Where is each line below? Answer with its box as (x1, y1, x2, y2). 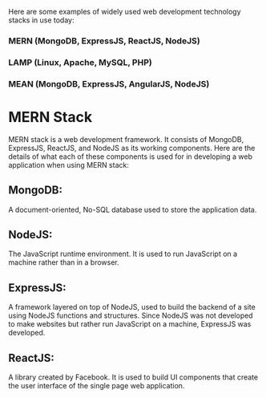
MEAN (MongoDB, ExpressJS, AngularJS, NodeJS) (8, 78, 210, 89)
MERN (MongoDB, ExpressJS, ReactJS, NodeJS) (8, 35, 200, 47)
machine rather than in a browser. (8, 258, 120, 267)
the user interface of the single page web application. (8, 380, 185, 390)
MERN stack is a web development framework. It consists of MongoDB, (8, 134, 244, 144)
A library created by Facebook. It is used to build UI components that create (8, 372, 259, 382)
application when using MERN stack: (8, 160, 130, 169)
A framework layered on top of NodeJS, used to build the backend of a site (8, 303, 256, 312)
